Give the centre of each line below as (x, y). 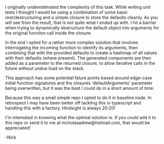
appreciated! (18, 128)
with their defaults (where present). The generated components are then (78, 58)
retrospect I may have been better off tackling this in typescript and (73, 103)
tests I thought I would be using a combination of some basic (67, 12)
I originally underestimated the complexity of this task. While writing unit (78, 7)
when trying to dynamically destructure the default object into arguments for (82, 28)
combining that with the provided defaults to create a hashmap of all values (81, 53)
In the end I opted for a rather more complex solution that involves (72, 42)
